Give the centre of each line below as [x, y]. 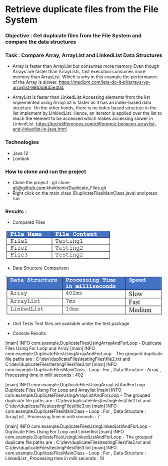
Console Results [29, 333]
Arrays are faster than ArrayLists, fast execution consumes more [79, 72]
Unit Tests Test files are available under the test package [71, 323]
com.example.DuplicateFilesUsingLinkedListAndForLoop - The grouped [79, 437]
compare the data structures [41, 42]
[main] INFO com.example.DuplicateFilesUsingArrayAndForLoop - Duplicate [83, 343]
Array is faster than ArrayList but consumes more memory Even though [86, 66]
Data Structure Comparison [40, 268]
